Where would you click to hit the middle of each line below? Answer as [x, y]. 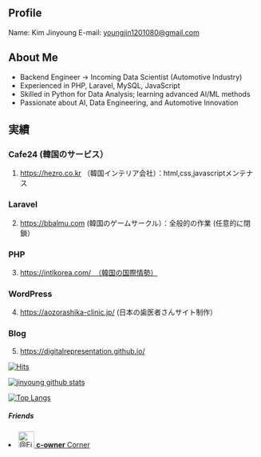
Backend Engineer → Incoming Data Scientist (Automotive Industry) [131, 77]
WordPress [30, 294]
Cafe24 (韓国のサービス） [58, 154]
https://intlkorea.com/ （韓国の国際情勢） [89, 272]
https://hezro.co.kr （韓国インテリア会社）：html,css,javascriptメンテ [133, 173]
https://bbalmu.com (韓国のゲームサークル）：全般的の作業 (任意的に [132, 222]
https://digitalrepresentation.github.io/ [82, 351]
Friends [21, 416]
